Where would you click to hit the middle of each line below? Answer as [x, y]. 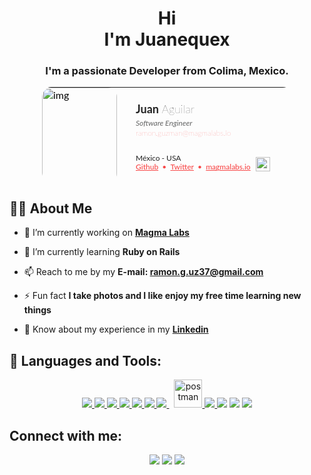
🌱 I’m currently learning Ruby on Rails [102, 252]
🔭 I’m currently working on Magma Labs [106, 233]
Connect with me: [66, 435]
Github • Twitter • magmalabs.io [193, 167]
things [37, 310]
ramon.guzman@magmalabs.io [183, 133]
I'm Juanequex [167, 39]
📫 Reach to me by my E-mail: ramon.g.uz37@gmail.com [143, 272]
